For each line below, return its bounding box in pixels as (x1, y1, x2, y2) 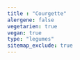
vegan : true (7, 29, 42, 37)
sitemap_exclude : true (7, 42, 73, 49)
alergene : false (7, 17, 54, 23)
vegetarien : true (7, 23, 58, 30)
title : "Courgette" (7, 10, 67, 17)
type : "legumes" (7, 36, 54, 43)
